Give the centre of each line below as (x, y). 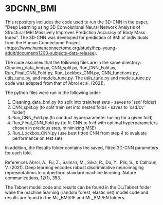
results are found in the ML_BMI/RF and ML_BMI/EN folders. (65, 197)
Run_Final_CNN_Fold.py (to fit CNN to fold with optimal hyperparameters (85, 123)
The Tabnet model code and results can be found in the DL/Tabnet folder (78, 187)
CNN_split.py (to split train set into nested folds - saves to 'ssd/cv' (78, 107)
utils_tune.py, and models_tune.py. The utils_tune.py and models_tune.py (78, 78)
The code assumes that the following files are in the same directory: (73, 62)
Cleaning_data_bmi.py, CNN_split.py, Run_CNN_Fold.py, (61, 67)
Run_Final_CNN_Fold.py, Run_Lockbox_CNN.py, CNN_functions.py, (72, 73)
